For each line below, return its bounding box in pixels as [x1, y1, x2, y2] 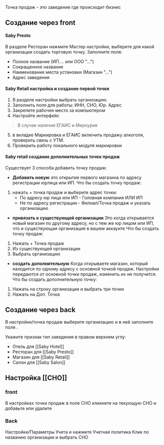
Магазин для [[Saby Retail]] [12, 354, 70, 360]
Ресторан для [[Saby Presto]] [12, 349, 74, 355]
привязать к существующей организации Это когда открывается [12, 215, 154, 221]
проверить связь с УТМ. [12, 137, 65, 143]
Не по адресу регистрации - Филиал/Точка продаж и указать [19, 200, 151, 206]
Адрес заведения [12, 74, 50, 80]
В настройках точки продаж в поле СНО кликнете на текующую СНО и [5, 400, 157, 406]
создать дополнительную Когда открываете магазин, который [12, 261, 148, 267]
